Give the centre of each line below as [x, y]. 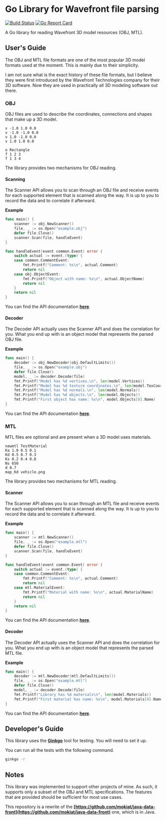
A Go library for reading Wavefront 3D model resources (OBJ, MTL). [74, 32]
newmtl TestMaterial [26, 446]
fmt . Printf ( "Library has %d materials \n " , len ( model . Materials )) [83, 694]
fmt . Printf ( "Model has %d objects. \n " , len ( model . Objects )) [77, 395]
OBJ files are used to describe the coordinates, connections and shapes [79, 114]
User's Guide [26, 48]
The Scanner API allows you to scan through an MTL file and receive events [82, 503]
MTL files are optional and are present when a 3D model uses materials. [78, 437]
